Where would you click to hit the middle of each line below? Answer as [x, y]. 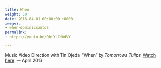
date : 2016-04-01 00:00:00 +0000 [39, 19]
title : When [17, 10]
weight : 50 [16, 14]
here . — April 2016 [24, 60]
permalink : [16, 32]
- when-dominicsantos [27, 28]
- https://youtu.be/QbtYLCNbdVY [38, 37]
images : [13, 23]
